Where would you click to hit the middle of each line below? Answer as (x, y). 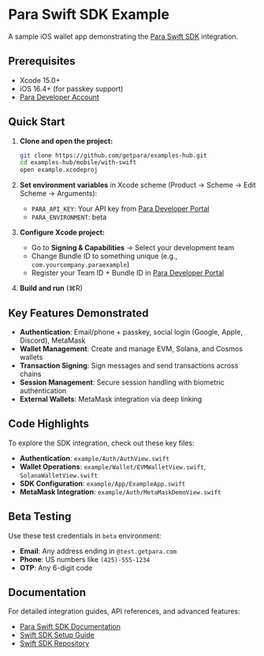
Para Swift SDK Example (89, 15)
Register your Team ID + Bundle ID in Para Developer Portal (128, 273)
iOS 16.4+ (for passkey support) (71, 88)
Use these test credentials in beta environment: (85, 535)
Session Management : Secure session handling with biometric (122, 382)
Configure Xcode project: (62, 232)
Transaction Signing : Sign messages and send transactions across (129, 365)
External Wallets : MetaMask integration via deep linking (111, 399)
